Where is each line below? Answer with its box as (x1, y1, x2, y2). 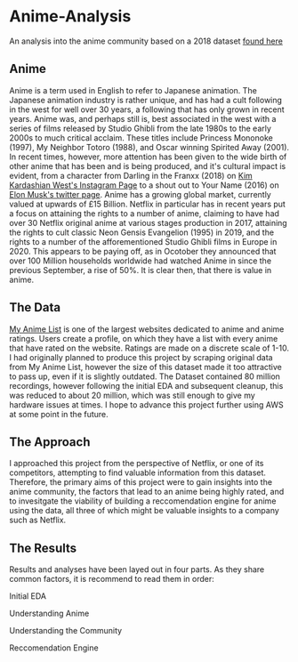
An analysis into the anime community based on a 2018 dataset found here (9, 36, 283, 46)
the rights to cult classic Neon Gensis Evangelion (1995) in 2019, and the (9, 227, 274, 238)
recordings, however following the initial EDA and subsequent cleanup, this (9, 380, 284, 391)
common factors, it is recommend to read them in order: (9, 574, 215, 585)
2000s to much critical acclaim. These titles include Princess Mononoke (9, 132, 273, 143)
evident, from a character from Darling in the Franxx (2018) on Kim (9, 170, 254, 181)
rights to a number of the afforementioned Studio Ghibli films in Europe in (9, 236, 278, 246)
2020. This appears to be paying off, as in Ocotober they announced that (9, 246, 277, 256)
